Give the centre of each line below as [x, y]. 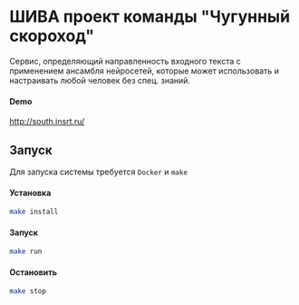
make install [34, 212]
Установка [30, 192]
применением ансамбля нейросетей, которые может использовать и [144, 71]
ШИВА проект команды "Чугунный [150, 17]
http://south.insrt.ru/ [47, 122]
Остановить [33, 272]
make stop [28, 291]
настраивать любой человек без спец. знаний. [100, 80]
